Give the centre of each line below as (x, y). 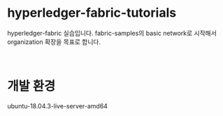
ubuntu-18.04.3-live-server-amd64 (58, 106)
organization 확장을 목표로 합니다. (54, 42)
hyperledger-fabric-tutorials (92, 13)
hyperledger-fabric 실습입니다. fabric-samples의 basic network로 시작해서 (112, 33)
